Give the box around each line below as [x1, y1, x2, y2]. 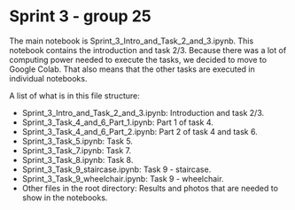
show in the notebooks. [21, 192, 108, 203]
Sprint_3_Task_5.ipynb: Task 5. [21, 136, 133, 146]
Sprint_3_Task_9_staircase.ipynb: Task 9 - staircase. [21, 164, 212, 175]
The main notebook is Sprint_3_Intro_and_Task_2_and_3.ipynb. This [9, 35, 254, 46]
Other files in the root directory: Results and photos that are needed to [21, 183, 279, 193]
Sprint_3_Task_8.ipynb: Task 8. [21, 154, 134, 165]
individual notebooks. [9, 73, 88, 83]
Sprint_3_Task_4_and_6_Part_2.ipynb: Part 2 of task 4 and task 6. [21, 126, 259, 136]
